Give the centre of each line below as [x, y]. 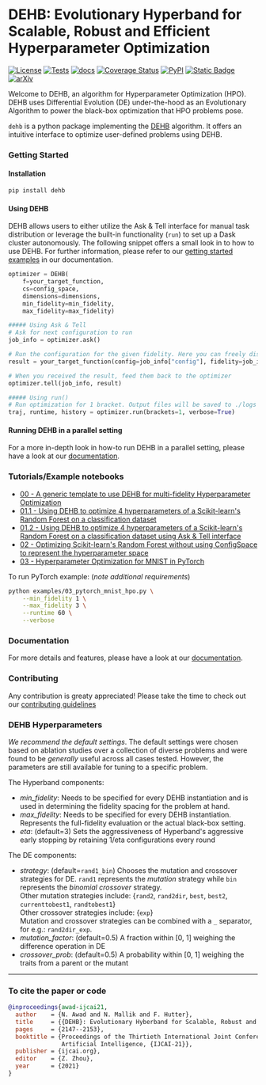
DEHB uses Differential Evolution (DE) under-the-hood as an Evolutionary [127, 102]
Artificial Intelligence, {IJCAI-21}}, [127, 1044]
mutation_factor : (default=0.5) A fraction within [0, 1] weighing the [127, 937]
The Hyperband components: [56, 782]
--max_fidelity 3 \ [55, 606]
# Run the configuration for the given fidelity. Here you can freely [127, 355]
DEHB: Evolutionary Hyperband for [125, 15]
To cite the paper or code [57, 991]
